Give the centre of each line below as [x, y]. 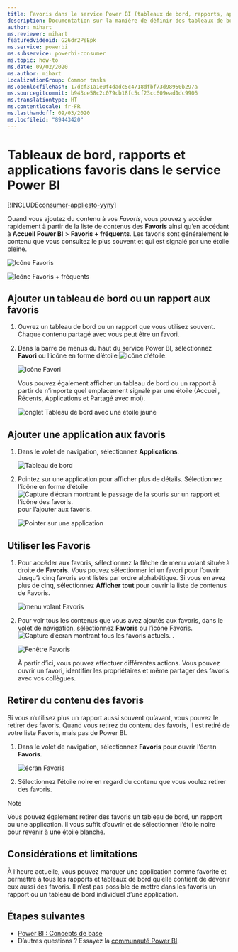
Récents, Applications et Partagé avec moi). [81, 398]
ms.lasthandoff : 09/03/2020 [49, 113]
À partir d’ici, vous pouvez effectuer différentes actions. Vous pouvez [119, 663]
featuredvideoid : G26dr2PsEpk [52, 41]
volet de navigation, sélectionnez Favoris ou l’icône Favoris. [105, 628]
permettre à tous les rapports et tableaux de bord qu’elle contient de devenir [119, 879]
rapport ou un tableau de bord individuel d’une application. [93, 894]
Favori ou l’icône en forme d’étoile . [92, 355]
